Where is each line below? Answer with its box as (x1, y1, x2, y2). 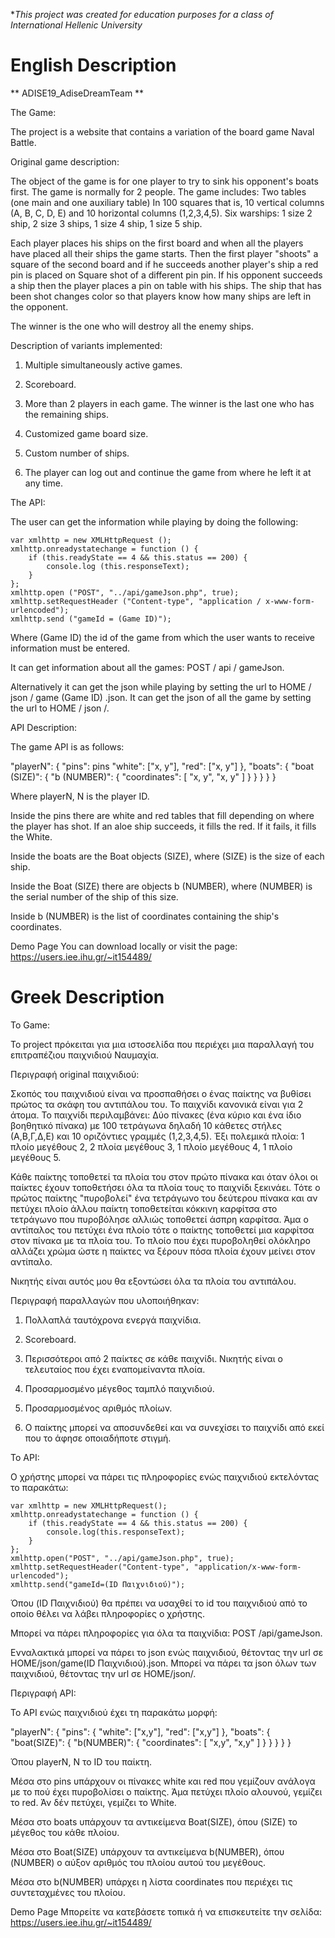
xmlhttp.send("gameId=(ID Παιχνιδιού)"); (10, 1579, 186, 1589)
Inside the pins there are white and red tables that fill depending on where (10, 809, 315, 821)
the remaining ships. (24, 408, 109, 420)
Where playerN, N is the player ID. (10, 790, 150, 802)
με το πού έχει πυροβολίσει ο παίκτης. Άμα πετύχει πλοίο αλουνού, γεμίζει (10, 1785, 323, 1798)
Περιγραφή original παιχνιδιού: (10, 1068, 140, 1080)
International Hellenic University (10, 19, 143, 31)
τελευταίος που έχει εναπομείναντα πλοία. (24, 1363, 206, 1375)
